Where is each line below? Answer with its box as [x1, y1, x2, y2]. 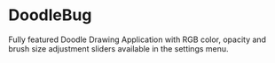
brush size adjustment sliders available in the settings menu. [8, 43, 229, 53]
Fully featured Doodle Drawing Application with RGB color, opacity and [8, 34, 267, 45]
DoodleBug [8, 5, 92, 25]
